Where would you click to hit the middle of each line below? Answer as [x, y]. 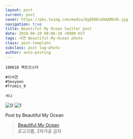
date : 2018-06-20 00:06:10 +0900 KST [45, 33]
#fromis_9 [16, 86]
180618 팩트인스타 [22, 67]
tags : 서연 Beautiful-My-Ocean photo [44, 39]
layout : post [19, 10]
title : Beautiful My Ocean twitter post [49, 29]
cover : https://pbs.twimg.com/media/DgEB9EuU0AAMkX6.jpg [67, 19]
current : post [20, 15]
